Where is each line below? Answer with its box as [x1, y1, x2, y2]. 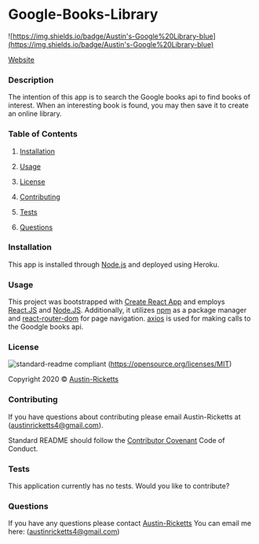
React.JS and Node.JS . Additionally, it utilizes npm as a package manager [8, 306, 247, 315]
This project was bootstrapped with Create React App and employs [8, 297, 225, 306]
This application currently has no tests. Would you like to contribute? [8, 481, 230, 491]
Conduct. [8, 444, 38, 453]
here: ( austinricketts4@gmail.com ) [8, 527, 120, 536]
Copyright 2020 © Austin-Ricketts [8, 375, 119, 384]
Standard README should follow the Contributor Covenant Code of [8, 435, 225, 444]
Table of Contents [8, 129, 78, 140]
